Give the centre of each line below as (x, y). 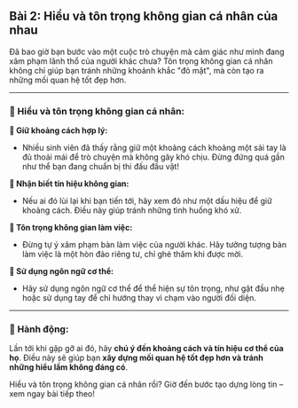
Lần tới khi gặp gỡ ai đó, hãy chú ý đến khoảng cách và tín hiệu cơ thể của (146, 349)
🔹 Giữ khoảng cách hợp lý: (59, 130)
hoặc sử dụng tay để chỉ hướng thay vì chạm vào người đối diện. (139, 298)
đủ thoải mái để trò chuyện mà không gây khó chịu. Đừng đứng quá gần (153, 157)
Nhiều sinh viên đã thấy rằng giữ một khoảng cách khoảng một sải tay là (154, 148)
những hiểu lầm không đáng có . (69, 367)
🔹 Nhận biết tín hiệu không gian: (69, 184)
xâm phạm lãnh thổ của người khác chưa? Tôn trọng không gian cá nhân (141, 61)
